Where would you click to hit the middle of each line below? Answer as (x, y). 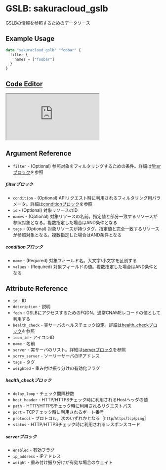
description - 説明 (32, 306)
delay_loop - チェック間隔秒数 (43, 393)
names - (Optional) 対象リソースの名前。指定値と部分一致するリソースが (85, 216)
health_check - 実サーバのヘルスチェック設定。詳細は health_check (81, 325)
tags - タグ (24, 362)
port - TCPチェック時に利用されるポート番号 (58, 412)
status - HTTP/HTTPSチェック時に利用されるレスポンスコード (76, 425)
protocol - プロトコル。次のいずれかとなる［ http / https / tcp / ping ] (79, 418)
